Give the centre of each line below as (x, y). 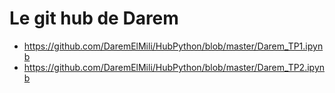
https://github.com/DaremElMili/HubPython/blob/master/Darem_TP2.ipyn (174, 67)
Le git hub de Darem (94, 18)
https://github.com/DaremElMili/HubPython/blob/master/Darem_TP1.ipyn (173, 46)
